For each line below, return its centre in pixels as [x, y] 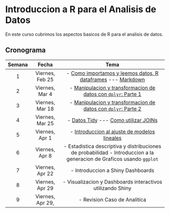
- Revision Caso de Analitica [112, 199]
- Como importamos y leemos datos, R [113, 73]
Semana [18, 65]
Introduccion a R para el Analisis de [81, 9]
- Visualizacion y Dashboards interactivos [112, 181]
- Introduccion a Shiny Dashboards [112, 170]
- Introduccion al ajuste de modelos [113, 132]
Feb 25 [45, 79]
